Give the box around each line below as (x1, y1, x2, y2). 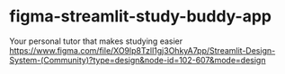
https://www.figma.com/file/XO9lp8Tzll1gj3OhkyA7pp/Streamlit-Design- (9, 45, 276, 55)
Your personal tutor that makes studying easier (9, 36, 183, 46)
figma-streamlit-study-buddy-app (9, 6, 272, 27)
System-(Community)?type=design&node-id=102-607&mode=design (9, 54, 266, 65)
